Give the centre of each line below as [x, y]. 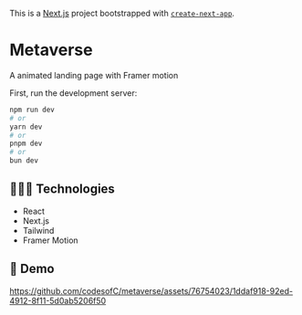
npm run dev [32, 110]
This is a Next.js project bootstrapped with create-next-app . [122, 13]
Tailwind [38, 230]
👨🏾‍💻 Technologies [62, 189]
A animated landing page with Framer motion [94, 75]
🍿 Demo [32, 269]
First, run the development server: [73, 93]
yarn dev [26, 127]
